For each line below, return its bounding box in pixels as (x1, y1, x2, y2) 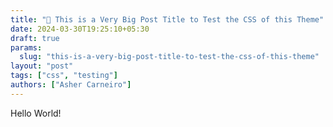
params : (10, 42, 43, 53)
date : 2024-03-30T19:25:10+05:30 (10, 24, 150, 34)
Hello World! (10, 107, 62, 119)
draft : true (10, 33, 60, 43)
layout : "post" (10, 61, 74, 71)
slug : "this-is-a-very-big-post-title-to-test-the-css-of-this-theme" (19, 52, 320, 62)
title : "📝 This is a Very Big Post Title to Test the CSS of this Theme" (10, 14, 325, 25)
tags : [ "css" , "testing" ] (10, 71, 118, 81)
